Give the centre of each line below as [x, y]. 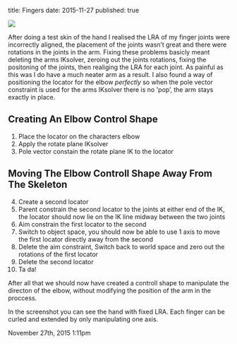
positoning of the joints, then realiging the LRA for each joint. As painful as [116, 67]
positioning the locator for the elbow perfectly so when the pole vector [111, 82]
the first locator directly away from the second [86, 239]
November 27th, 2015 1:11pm [49, 333]
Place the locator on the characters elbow [79, 136]
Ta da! [28, 269]
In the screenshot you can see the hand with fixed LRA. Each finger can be [116, 312]
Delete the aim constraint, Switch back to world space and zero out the [121, 247]
